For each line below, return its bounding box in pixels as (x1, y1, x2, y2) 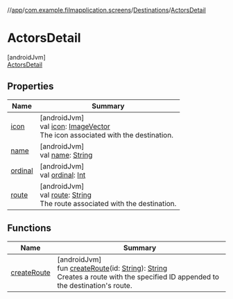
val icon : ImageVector (40, 121, 111, 131)
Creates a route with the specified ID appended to (57, 272, 220, 282)
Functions (7, 222, 52, 234)
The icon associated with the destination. (40, 130, 173, 139)
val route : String (40, 190, 92, 200)
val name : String (40, 150, 93, 160)
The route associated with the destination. (40, 198, 177, 208)
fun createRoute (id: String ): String (57, 263, 168, 273)
